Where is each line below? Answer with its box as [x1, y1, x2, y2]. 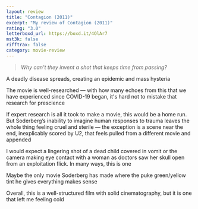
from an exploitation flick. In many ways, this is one [6, 160, 132, 167]
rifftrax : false [6, 42, 46, 48]
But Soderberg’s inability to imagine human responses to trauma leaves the [6, 117, 190, 124]
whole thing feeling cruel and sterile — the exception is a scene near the [6, 123, 183, 131]
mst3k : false [6, 36, 39, 42]
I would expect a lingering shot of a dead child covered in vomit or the [6, 147, 178, 154]
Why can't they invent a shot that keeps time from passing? [20, 64, 168, 71]
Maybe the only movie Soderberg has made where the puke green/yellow [6, 172, 186, 179]
